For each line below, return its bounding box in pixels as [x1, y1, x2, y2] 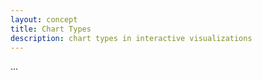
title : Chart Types [10, 24, 92, 34]
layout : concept [10, 14, 78, 25]
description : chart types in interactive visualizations [10, 33, 253, 43]
